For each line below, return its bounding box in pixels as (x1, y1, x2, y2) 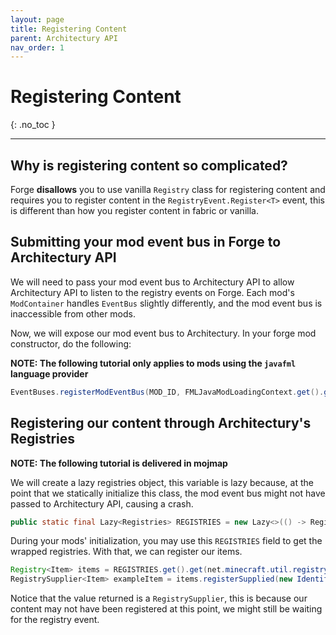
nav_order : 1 (10, 42, 65, 53)
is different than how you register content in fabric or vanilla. (10, 205, 259, 216)
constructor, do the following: (10, 337, 132, 350)
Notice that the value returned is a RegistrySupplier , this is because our (10, 592, 308, 605)
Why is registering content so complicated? (10, 157, 288, 174)
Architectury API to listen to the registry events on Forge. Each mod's (10, 286, 295, 298)
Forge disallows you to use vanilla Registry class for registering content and (10, 184, 326, 195)
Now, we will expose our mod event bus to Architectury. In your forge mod (10, 327, 317, 339)
